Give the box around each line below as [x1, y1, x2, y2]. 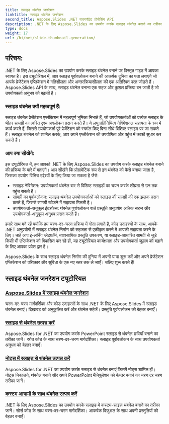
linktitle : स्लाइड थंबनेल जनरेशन [5, 12, 64, 17]
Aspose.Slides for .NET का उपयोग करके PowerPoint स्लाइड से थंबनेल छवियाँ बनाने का [5, 330, 158, 337]
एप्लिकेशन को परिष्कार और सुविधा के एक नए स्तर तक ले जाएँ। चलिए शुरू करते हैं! [5, 260, 135, 266]
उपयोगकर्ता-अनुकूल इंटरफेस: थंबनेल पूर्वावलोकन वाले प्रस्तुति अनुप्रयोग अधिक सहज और [12, 205, 150, 211]
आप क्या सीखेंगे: [5, 149, 35, 156]
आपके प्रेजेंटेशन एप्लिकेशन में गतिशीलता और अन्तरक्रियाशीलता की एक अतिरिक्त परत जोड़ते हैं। [5, 78, 154, 84]
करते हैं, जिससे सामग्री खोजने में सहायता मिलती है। [12, 200, 93, 206]
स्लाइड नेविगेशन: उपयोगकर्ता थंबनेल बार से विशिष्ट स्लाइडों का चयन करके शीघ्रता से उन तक [12, 183, 157, 189]
